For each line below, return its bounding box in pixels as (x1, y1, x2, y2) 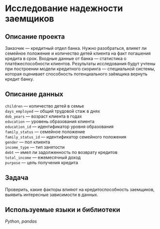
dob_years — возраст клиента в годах (5, 113, 82, 119)
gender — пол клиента (5, 139, 50, 145)
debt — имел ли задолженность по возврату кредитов (5, 149, 118, 155)
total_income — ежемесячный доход (5, 154, 81, 160)
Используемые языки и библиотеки (5, 206, 120, 214)
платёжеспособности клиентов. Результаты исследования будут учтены (5, 61, 156, 66)
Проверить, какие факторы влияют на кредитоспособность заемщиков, (5, 186, 155, 192)
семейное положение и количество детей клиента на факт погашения (5, 50, 151, 56)
